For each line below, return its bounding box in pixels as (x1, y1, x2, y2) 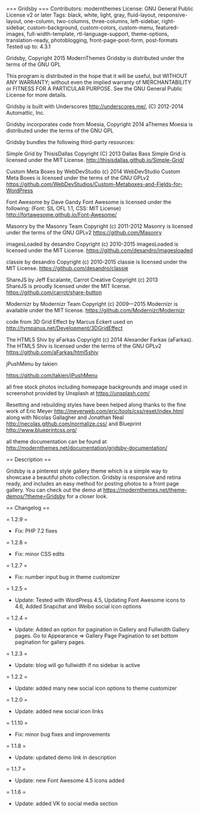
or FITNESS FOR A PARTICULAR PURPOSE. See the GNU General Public (6, 85, 183, 92)
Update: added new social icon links (14, 708, 104, 715)
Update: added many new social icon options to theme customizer (14, 684, 177, 692)
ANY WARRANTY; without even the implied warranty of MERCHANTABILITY (6, 79, 192, 86)
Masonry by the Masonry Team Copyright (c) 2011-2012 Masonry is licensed (6, 223, 193, 230)
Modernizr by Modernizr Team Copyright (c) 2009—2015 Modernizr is (6, 301, 178, 307)
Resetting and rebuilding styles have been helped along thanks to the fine (6, 401, 187, 408)
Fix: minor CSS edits (14, 551, 65, 557)
